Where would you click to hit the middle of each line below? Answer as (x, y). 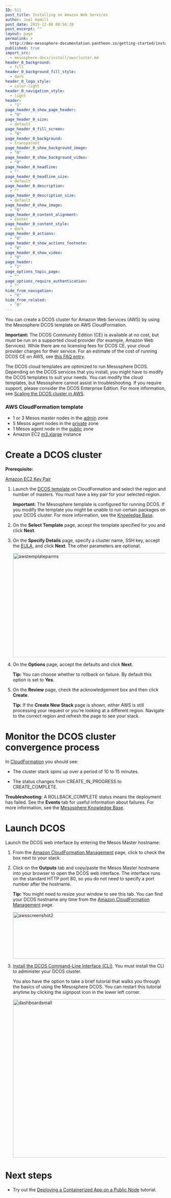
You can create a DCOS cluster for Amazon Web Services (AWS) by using (82, 319)
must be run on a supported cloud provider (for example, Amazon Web (79, 340)
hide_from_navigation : (29, 291)
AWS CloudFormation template (44, 407)
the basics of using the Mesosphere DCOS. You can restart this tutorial (87, 986)
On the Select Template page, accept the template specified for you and (89, 525)
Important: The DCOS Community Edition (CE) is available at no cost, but (82, 335)
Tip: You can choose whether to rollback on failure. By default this (82, 674)
